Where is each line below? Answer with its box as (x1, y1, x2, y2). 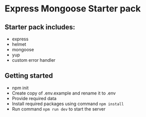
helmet (11, 41, 26, 47)
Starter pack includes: (4, 23, 75, 31)
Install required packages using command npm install (11, 101, 124, 107)
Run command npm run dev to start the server (11, 106, 106, 112)
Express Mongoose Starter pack (4, 3, 141, 14)
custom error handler (11, 57, 56, 63)
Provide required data (11, 95, 57, 101)
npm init (11, 85, 29, 91)
